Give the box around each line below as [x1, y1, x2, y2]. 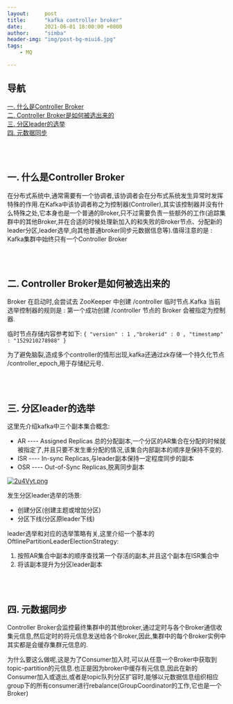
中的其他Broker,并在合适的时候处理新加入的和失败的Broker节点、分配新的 [12, 217, 223, 226]
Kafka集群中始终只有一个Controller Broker [7, 234, 128, 243]
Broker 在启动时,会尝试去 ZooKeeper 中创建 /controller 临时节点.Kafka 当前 [7, 297, 221, 306]
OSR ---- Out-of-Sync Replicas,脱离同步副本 [17, 463, 145, 471]
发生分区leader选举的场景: [7, 491, 82, 500]
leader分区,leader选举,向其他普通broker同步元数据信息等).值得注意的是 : [7, 226, 213, 234]
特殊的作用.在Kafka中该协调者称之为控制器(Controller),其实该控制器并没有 [7, 199, 218, 208]
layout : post [7, 10, 58, 17]
